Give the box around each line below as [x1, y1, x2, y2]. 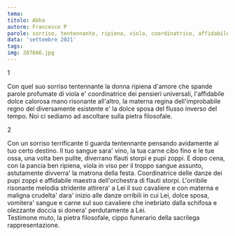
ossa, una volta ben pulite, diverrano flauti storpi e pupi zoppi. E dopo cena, [7, 153, 225, 162]
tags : [7, 43, 23, 50]
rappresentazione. [7, 221, 60, 229]
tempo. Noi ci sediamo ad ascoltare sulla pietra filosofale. [7, 111, 173, 120]
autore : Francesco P [7, 23, 68, 30]
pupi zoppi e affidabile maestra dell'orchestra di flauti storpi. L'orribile [7, 176, 208, 184]
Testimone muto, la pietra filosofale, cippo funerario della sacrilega [7, 213, 200, 221]
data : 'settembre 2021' [7, 36, 77, 43]
